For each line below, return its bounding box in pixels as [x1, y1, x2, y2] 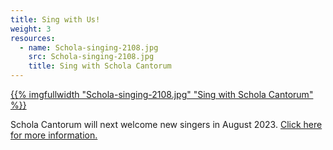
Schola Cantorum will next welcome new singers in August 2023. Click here [10, 119, 323, 130]
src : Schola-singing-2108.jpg [28, 52, 155, 62]
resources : [10, 33, 56, 43]
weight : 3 [10, 24, 52, 34]
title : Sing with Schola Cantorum [28, 61, 172, 71]
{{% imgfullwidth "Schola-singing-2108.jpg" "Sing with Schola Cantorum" [10, 89, 314, 100]
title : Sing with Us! [10, 14, 101, 25]
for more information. [10, 129, 98, 141]
